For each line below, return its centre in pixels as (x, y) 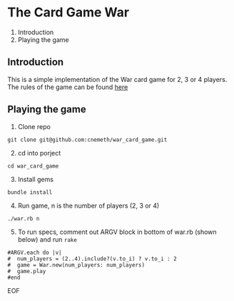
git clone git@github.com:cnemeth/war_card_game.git (87, 140)
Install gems (35, 179)
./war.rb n (24, 218)
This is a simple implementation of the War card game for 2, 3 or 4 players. (117, 79)
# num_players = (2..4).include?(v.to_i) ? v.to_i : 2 (92, 259)
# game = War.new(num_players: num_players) (76, 265)
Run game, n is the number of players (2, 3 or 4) (88, 205)
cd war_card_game (33, 166)
